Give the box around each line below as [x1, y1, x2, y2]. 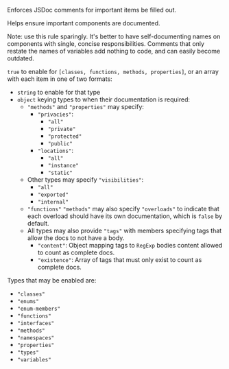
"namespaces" [16, 335, 55, 342]
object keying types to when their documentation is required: [16, 95, 191, 104]
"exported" [37, 191, 69, 198]
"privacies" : [37, 110, 74, 118]
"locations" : [37, 147, 74, 154]
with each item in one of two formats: [7, 75, 113, 83]
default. [27, 219, 49, 227]
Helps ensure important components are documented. [7, 19, 160, 27]
